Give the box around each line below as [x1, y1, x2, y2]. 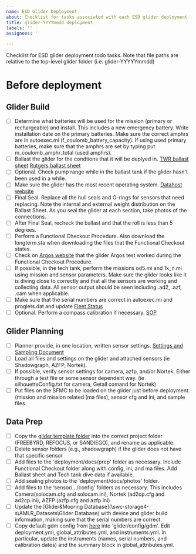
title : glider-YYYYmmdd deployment [6, 19, 93, 25]
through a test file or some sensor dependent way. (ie [14, 374, 145, 381]
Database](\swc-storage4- [84, 503, 150, 510]
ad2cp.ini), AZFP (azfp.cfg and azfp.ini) [14, 497, 110, 503]
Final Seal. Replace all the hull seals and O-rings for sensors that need [14, 194, 185, 201]
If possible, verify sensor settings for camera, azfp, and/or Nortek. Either [14, 368, 191, 375]
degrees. [14, 226, 36, 233]
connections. [14, 213, 46, 221]
